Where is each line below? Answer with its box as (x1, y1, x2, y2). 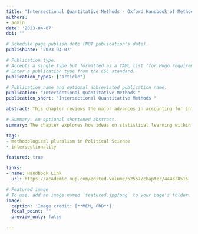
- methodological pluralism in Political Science (6, 138, 131, 144)
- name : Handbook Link (6, 170, 62, 177)
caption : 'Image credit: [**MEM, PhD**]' (11, 203, 115, 209)
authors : (6, 14, 28, 20)
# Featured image (6, 186, 49, 192)
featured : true (6, 154, 44, 160)
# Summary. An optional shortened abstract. (6, 117, 117, 123)
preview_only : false (11, 214, 62, 220)
